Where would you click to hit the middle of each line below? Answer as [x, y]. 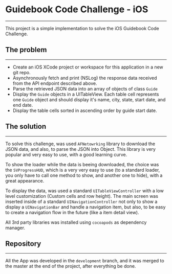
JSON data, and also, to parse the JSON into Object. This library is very [81, 149]
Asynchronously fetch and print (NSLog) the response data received [85, 78]
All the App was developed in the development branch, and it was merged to [85, 261]
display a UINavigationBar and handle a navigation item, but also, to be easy [85, 207]
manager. [15, 227]
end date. [23, 105]
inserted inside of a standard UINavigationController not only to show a [81, 201]
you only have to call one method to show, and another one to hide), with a [84, 175]
